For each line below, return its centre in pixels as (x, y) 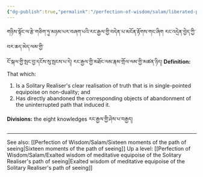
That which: (22, 74)
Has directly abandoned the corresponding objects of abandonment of (103, 98)
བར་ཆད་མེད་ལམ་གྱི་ (25, 46)
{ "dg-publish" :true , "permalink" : (49, 12)
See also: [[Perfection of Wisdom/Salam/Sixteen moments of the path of (97, 142)
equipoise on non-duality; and (53, 92)
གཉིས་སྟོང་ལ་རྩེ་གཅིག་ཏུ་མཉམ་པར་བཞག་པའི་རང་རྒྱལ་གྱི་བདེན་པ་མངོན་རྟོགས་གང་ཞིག (85, 31)
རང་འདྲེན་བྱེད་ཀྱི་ (180, 31)
